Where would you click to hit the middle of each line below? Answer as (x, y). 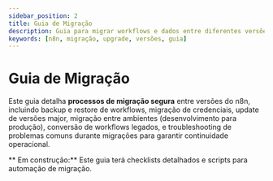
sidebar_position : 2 (43, 16)
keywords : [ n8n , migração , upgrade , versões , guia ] (97, 39)
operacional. (29, 144)
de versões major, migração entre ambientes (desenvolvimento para (123, 119)
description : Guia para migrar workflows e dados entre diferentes (125, 31)
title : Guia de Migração (50, 24)
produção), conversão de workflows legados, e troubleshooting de (120, 127)
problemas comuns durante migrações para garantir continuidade (119, 136)
